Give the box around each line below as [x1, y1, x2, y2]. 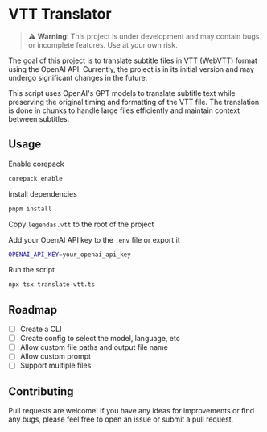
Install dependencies [8, 189, 78, 198]
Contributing [8, 384, 74, 398]
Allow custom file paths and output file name [19, 343, 169, 352]
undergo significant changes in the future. [8, 73, 148, 82]
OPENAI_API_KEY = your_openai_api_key [8, 251, 131, 259]
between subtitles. [8, 114, 70, 123]
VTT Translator [8, 5, 112, 23]
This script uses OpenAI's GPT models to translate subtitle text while [8, 88, 236, 98]
